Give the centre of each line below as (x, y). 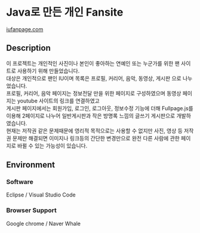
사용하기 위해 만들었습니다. (48, 71)
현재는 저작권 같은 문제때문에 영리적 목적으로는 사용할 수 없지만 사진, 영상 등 (95, 131)
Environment (31, 165)
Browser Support (31, 210)
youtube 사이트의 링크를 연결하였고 (58, 101)
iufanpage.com (25, 29)
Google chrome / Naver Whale (44, 223)
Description (28, 48)
